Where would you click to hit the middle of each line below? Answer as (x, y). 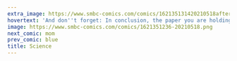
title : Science (30, 46)
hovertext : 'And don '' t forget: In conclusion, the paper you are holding (120, 20)
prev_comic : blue (33, 40)
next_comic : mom (31, 33)
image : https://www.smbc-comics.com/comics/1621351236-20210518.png (110, 27)
